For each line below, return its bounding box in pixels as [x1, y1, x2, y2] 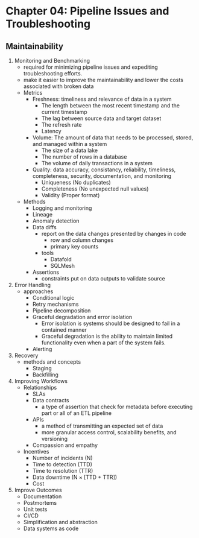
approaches [23, 288, 54, 295]
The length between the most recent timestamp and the [41, 102, 180, 109]
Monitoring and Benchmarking [14, 57, 90, 64]
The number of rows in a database [41, 153, 127, 160]
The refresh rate [41, 121, 82, 128]
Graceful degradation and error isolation [32, 314, 133, 320]
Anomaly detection [32, 217, 80, 224]
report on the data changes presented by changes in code [41, 230, 186, 237]
